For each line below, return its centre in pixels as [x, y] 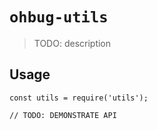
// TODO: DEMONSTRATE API [63, 115]
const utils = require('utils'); [79, 98]
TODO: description [72, 43]
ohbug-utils [59, 17]
